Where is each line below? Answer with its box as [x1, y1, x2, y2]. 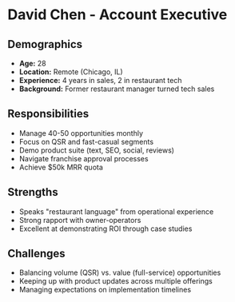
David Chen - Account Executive [7, 6, 228, 24]
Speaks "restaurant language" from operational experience [18, 206, 214, 217]
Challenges [7, 247, 66, 260]
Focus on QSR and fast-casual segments [18, 137, 153, 146]
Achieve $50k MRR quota [18, 162, 103, 172]
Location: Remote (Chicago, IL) [18, 67, 123, 77]
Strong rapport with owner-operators [18, 215, 141, 225]
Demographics [7, 38, 83, 51]
